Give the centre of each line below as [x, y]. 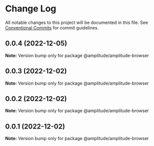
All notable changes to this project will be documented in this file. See [77, 22]
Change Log [31, 9]
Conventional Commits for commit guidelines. [52, 27]
